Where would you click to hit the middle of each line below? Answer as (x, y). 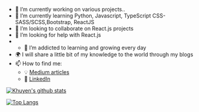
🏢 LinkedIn (37, 79)
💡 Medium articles (46, 72)
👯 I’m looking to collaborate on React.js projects (74, 28)
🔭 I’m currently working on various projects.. (70, 9)
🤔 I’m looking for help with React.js (58, 35)
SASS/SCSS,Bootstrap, (43, 22)
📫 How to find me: (38, 64)
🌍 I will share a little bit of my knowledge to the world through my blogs (104, 54)
